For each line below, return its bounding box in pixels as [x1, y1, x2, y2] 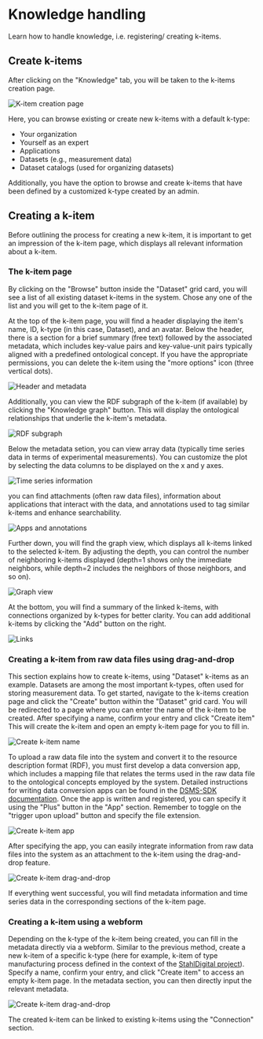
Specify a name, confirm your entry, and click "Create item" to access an [8, 967, 245, 977]
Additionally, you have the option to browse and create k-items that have [8, 178, 243, 187]
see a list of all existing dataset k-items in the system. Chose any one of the [8, 293, 253, 302]
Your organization [19, 129, 77, 138]
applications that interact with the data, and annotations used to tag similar [8, 499, 250, 509]
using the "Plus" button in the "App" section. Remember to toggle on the [8, 802, 242, 812]
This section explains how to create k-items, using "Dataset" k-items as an [8, 672, 249, 681]
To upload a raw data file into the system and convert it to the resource [8, 753, 238, 762]
